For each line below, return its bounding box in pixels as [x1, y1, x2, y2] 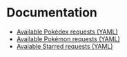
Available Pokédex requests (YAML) [16, 27, 118, 36]
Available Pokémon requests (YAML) [16, 34, 120, 43]
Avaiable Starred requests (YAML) [16, 42, 113, 50]
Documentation [6, 5, 98, 21]
